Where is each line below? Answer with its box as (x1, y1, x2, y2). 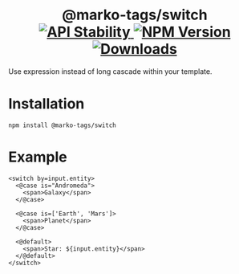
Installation (8, 95, 85, 113)
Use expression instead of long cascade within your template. (8, 66, 213, 76)
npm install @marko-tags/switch (8, 121, 116, 129)
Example (8, 148, 67, 166)
